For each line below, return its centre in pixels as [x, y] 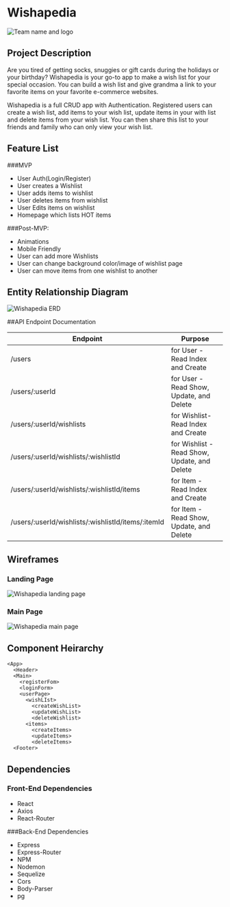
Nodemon [31, 866]
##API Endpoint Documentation [52, 322]
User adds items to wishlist [55, 193]
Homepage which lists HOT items [64, 215]
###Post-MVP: [28, 228]
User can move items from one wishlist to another [87, 271]
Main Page [25, 611]
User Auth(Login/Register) [54, 178]
